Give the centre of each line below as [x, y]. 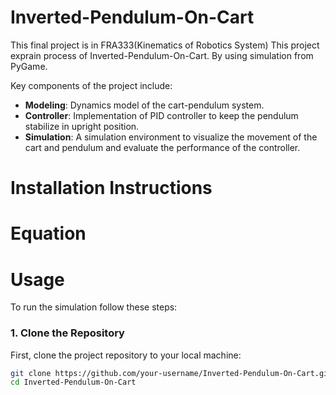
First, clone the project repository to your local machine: [126, 355]
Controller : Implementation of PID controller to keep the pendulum [161, 115]
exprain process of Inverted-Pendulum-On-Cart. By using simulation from [162, 55]
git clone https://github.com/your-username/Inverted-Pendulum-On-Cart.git [171, 373]
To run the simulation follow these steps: [94, 307]
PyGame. [29, 66]
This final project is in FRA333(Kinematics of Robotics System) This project [165, 45]
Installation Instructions [111, 188]
